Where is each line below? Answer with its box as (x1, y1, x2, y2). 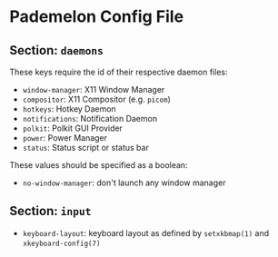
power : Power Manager (22, 133, 107, 143)
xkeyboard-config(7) (22, 239, 101, 248)
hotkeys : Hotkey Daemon (22, 104, 116, 114)
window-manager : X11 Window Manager (22, 84, 165, 94)
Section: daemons (9, 43, 104, 58)
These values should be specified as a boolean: (9, 160, 188, 170)
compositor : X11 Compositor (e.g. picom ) (22, 94, 171, 104)
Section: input (9, 203, 92, 219)
